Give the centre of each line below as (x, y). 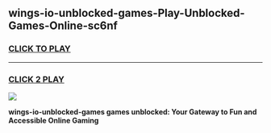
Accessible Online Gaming (54, 120)
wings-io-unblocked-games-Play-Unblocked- (127, 13)
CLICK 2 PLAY (36, 79)
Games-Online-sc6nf (63, 26)
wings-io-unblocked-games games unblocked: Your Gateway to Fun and (133, 111)
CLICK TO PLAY (40, 49)
